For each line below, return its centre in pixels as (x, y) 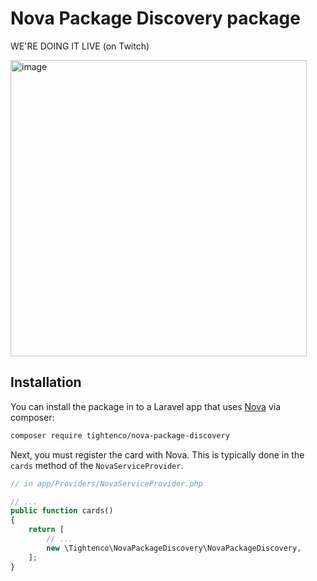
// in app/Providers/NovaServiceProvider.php (106, 483)
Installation (46, 382)
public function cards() (62, 511)
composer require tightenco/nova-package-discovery (120, 435)
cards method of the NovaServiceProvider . (97, 465)
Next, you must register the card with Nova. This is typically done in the (157, 454)
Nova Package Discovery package (155, 18)
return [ (46, 530)
